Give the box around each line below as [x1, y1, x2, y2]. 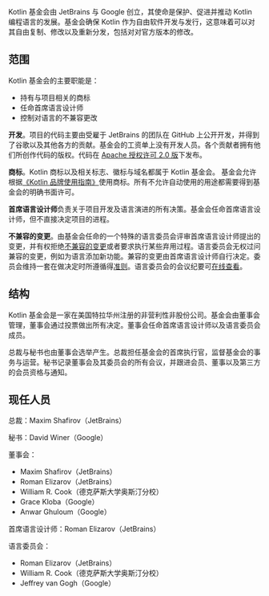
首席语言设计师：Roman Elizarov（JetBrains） [8, 525, 161, 534]
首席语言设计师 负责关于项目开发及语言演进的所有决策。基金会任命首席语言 [8, 204, 254, 214]
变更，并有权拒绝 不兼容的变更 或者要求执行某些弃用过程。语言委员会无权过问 [8, 241, 261, 251]
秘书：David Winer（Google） [8, 433, 108, 443]
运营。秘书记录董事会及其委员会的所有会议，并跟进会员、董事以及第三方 [22, 357, 261, 367]
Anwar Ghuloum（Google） [19, 507, 111, 516]
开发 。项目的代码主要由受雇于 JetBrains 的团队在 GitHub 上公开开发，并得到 [8, 129, 260, 139]
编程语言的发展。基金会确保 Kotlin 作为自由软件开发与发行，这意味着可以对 [8, 17, 255, 27]
